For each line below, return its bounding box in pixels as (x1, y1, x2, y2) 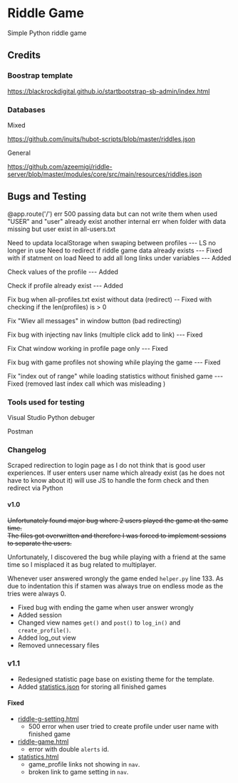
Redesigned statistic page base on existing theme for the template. (17, 675, 214, 683)
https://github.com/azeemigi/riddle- (7, 162, 113, 170)
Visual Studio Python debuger (7, 414, 95, 422)
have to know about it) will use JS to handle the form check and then (7, 476, 209, 485)
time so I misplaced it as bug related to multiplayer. (7, 560, 157, 568)
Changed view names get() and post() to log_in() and (17, 618, 181, 627)
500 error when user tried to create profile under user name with (28, 722, 219, 731)
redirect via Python (7, 483, 63, 493)
